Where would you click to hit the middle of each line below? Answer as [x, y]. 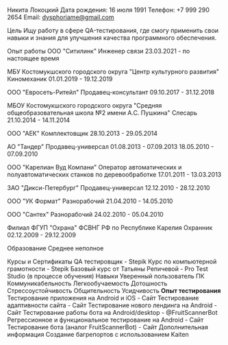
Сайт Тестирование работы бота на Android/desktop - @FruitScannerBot [112, 312]
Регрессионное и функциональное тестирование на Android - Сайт [105, 320]
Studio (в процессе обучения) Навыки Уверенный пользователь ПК [106, 276]
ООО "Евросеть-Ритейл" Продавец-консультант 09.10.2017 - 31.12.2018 [111, 92]
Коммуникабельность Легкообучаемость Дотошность [87, 283]
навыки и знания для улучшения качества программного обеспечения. [112, 38]
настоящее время [33, 58]
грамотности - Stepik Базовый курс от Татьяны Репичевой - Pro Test [108, 269]
